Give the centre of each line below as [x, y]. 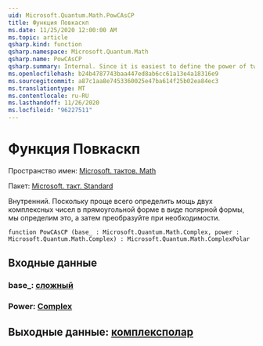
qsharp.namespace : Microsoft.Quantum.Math [78, 52]
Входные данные [53, 263]
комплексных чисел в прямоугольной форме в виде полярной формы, [126, 209]
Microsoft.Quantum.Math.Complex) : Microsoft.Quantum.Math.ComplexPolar [129, 239]
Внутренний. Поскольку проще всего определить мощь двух [110, 201]
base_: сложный [41, 286]
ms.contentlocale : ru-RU [49, 96]
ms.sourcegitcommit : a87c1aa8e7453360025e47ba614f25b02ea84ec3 [113, 81]
